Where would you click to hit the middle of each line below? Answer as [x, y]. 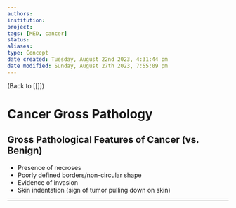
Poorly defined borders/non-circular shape [79, 175]
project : [20, 27]
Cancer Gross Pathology [80, 114]
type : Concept [28, 53]
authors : [20, 14]
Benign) [25, 151]
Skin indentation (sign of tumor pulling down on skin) [94, 190]
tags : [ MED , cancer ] [38, 33]
